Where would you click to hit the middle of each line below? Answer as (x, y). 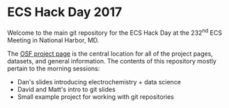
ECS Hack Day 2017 (65, 12)
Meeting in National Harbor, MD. (53, 40)
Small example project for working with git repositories (95, 97)
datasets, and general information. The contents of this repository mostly (112, 61)
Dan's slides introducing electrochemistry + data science (99, 82)
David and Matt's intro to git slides (66, 89)
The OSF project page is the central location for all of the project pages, (110, 54)
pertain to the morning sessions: (54, 68)
